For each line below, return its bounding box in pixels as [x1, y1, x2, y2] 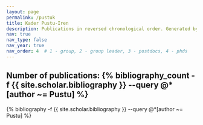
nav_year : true [6, 43, 45, 49]
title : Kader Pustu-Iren [6, 20, 69, 26]
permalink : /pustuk [6, 14, 56, 21]
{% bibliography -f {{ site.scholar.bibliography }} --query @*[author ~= [6, 105, 183, 112]
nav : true [6, 31, 31, 37]
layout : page [6, 8, 39, 15]
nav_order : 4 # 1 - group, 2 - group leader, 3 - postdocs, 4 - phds [6, 48, 188, 54]
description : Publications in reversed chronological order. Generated [6, 25, 190, 32]
